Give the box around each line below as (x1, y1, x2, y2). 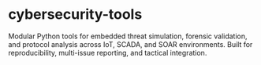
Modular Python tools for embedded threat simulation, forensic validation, (8, 31, 248, 41)
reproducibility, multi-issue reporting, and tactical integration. (8, 48, 207, 57)
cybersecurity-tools (8, 5, 143, 23)
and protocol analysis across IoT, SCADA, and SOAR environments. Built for (8, 39, 253, 49)
